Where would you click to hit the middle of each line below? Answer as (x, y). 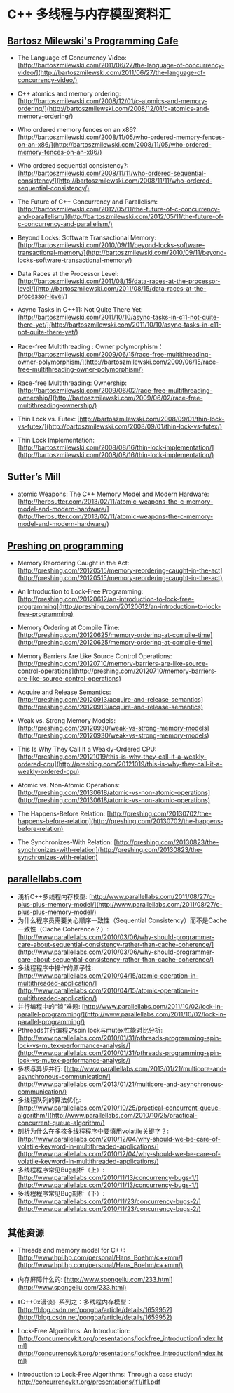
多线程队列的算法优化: (49, 1100)
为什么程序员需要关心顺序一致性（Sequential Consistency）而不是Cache (122, 920)
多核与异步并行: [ (42, 1069)
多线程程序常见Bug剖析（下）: (61, 1193)
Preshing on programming (66, 546)
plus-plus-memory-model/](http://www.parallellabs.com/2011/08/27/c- (120, 905)
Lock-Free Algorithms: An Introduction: (74, 1331)
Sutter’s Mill (34, 477)
